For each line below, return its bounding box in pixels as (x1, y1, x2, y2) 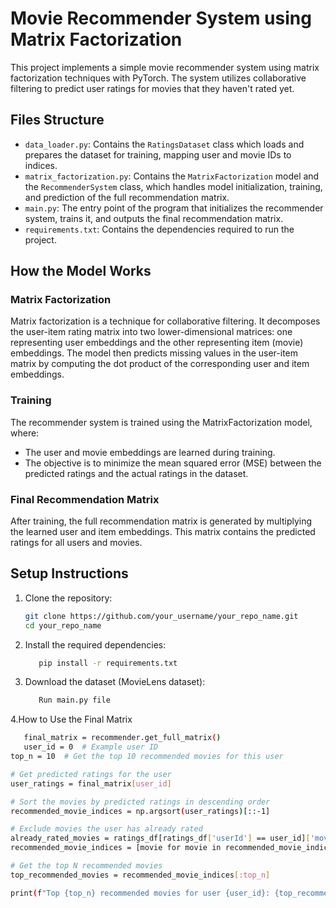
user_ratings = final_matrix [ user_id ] (10, 778, 172, 789)
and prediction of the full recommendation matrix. (24, 191, 230, 203)
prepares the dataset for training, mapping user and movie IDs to (24, 148, 292, 161)
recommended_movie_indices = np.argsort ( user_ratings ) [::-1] (10, 806, 271, 816)
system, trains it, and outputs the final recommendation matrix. (24, 212, 284, 224)
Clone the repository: (24, 592, 113, 604)
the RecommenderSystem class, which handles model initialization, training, (24, 180, 323, 192)
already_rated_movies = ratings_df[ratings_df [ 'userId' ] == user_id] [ (10, 833, 311, 844)
